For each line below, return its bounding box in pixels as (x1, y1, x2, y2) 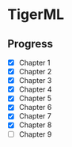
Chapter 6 (18, 103, 52, 112)
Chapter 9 (18, 129, 52, 139)
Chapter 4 (18, 85, 52, 94)
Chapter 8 (18, 120, 52, 130)
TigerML (7, 6, 65, 24)
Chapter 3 (18, 76, 52, 85)
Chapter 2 (18, 67, 52, 77)
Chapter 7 (18, 111, 52, 121)
